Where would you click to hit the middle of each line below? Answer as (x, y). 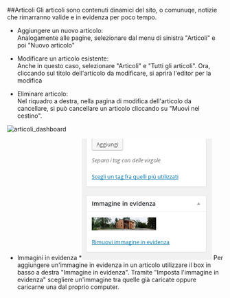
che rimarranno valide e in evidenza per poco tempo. (82, 17)
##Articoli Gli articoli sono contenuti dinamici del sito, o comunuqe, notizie (112, 10)
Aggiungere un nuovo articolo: (60, 31)
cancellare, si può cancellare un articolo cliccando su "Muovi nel (108, 108)
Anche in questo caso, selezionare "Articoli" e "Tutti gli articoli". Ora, (114, 66)
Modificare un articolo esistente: (63, 58)
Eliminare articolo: (43, 94)
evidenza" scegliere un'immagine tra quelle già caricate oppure (107, 279)
